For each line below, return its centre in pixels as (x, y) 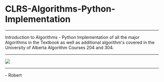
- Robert (13, 75)
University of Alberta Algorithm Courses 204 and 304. (59, 48)
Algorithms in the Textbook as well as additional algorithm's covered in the (80, 42)
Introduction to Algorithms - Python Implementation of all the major (72, 37)
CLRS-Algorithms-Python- (60, 9)
